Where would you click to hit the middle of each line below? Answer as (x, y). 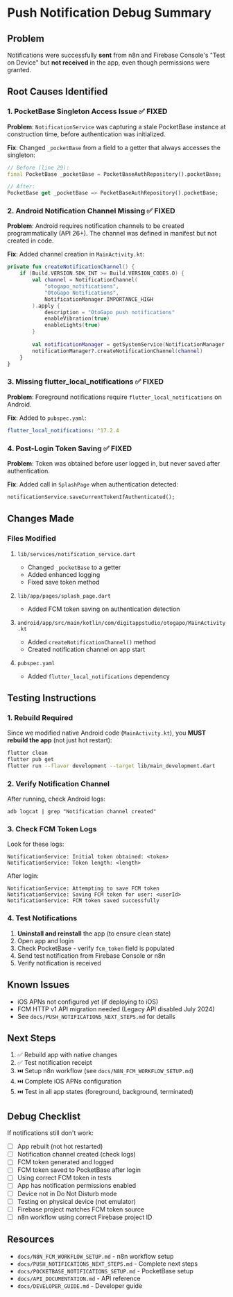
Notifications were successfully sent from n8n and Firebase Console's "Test (116, 55)
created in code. (31, 240)
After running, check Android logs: (57, 799)
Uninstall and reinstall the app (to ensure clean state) (94, 933)
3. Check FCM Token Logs (52, 829)
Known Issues (38, 985)
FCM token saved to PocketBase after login (79, 1170)
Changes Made (41, 519)
